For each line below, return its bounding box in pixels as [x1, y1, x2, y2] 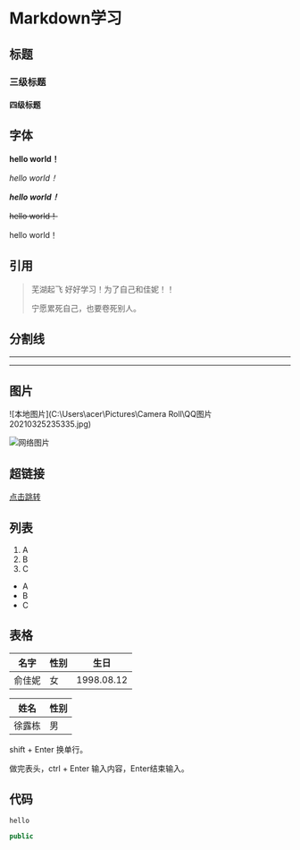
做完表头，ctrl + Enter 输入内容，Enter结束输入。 [9, 762, 189, 774]
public [9, 831, 34, 841]
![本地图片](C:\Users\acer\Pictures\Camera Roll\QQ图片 [9, 409, 212, 420]
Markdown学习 [9, 8, 122, 29]
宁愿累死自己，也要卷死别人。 [30, 302, 141, 313]
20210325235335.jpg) [9, 419, 92, 429]
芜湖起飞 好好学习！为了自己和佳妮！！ [30, 284, 175, 294]
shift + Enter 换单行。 [9, 744, 87, 754]
